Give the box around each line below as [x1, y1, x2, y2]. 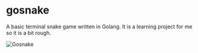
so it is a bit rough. [6, 29, 51, 36]
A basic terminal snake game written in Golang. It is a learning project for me [6, 23, 193, 30]
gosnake [6, 4, 50, 17]
